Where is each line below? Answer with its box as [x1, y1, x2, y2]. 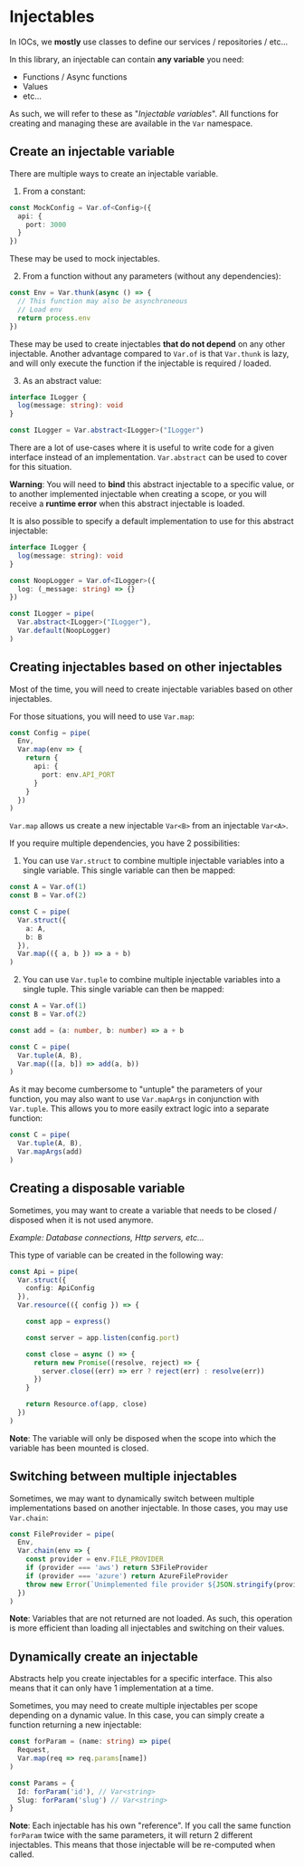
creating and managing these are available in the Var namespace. [9, 118, 253, 129]
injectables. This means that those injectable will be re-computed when [9, 1840, 276, 1851]
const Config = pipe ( [9, 728, 91, 737]
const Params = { [9, 1778, 75, 1787]
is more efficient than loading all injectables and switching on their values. [9, 1623, 285, 1633]
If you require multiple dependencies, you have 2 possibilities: [9, 838, 241, 848]
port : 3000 [25, 220, 67, 229]
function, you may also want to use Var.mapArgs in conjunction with [9, 1094, 260, 1105]
